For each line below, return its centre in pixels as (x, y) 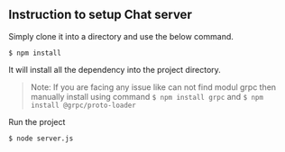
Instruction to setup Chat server (101, 15)
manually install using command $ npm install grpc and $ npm (147, 96)
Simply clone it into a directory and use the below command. (121, 36)
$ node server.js (41, 139)
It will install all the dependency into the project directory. (115, 69)
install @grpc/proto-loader (83, 105)
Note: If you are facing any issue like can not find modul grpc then (153, 87)
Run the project (37, 121)
